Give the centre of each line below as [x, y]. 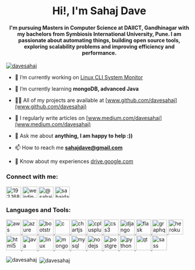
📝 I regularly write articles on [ [51, 118]
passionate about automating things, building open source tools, [99, 40]
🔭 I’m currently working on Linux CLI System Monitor [79, 78]
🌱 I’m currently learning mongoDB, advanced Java [77, 89]
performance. [99, 53]
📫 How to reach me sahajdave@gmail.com [69, 148]
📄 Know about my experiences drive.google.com [74, 162]
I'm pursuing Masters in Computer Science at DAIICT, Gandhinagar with [99, 27]
